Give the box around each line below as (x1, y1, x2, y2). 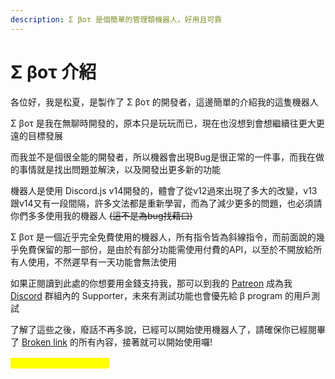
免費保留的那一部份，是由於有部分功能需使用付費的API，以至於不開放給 (18, 243, 314, 255)
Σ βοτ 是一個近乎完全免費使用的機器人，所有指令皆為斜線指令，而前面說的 (10, 231, 317, 243)
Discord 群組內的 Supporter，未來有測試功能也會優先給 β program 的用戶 (10, 289, 312, 301)
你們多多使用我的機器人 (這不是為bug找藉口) (10, 209, 193, 221)
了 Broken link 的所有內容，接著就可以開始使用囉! (10, 336, 213, 348)
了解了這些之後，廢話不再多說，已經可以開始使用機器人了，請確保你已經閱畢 (10, 323, 326, 335)
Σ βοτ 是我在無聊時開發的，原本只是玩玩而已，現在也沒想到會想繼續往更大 (10, 117, 317, 129)
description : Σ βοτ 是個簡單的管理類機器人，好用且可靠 (10, 14, 223, 25)
